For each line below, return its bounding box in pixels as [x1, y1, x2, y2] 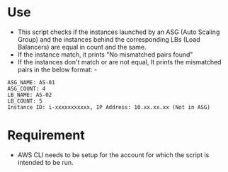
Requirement [7, 127, 85, 144]
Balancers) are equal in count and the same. [17, 42, 147, 51]
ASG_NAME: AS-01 [7, 79, 55, 86]
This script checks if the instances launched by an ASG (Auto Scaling [17, 28, 220, 36]
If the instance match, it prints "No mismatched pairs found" [17, 50, 193, 59]
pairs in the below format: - [17, 65, 98, 74]
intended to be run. [17, 158, 74, 166]
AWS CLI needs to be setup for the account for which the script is [17, 150, 210, 159]
